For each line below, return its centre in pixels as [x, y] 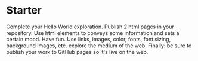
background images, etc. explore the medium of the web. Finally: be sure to [99, 46]
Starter [24, 10]
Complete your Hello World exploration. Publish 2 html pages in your [90, 27]
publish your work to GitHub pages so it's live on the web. [77, 52]
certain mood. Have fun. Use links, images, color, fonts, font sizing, [89, 39]
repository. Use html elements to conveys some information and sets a [93, 33]
